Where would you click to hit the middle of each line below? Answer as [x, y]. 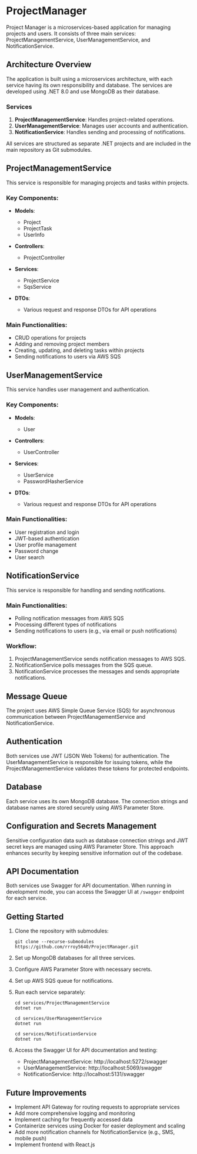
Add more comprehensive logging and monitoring [75, 1113]
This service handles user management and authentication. [78, 389]
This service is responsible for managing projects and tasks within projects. [98, 182]
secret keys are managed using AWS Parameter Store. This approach [90, 846]
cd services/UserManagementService [58, 1019]
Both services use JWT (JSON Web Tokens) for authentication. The [88, 756]
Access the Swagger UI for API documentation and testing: [86, 1050]
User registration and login [47, 532]
